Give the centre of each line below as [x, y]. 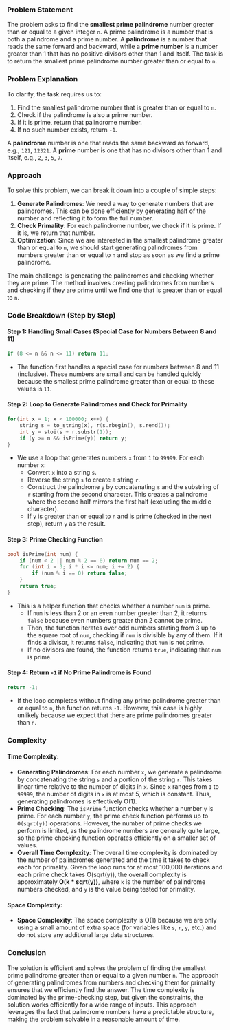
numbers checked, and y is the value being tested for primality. [106, 889]
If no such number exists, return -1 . [67, 130]
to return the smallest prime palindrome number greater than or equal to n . [112, 61]
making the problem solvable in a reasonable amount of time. [94, 1019]
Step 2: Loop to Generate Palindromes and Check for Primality [97, 404]
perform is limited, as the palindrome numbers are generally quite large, [118, 831]
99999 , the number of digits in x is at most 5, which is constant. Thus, [114, 794]
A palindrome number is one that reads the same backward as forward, [108, 143]
